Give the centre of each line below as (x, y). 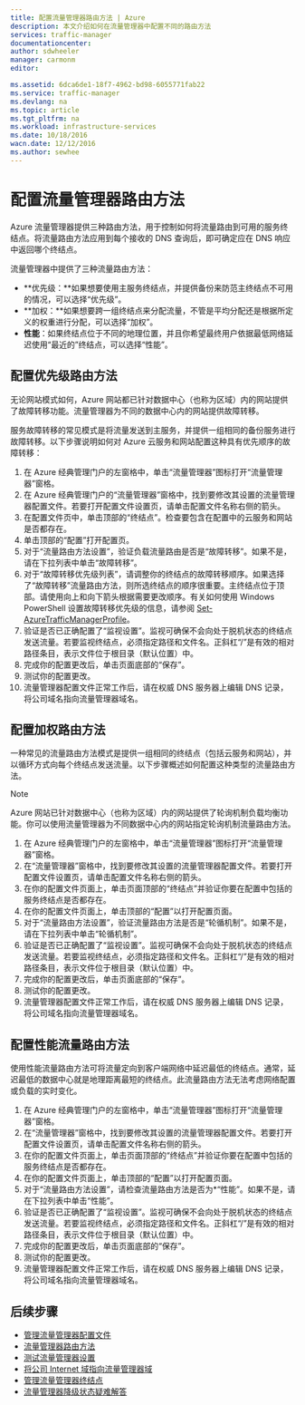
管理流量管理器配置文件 (67, 1334)
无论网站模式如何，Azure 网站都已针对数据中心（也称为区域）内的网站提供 (149, 399)
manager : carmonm (43, 60)
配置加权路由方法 (58, 729)
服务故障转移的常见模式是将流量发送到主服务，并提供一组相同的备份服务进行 (153, 430)
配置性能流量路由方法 (70, 1045)
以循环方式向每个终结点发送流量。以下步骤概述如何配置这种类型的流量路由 (149, 765)
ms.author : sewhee (45, 152)
